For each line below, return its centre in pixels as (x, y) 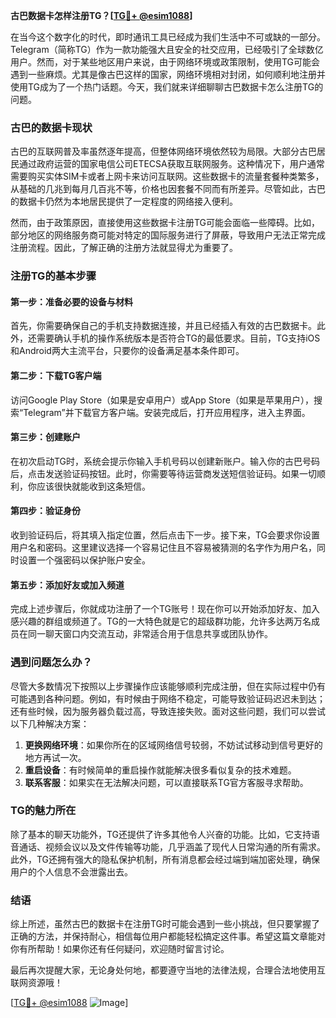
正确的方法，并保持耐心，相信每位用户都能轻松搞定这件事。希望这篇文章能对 (168, 936)
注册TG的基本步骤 (53, 276)
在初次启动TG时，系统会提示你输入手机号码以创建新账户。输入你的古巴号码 (165, 461)
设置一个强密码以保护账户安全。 (84, 560)
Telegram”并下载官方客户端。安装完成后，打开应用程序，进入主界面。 (167, 412)
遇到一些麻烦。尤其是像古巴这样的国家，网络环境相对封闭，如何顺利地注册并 (168, 74)
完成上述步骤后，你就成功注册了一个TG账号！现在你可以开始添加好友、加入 (165, 609)
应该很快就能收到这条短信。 (93, 486)
